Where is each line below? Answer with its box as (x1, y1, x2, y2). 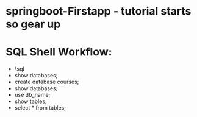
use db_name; (14, 91, 51, 99)
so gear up (5, 17, 61, 31)
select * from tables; (14, 104, 66, 112)
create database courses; (14, 78, 79, 86)
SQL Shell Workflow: (5, 45, 112, 59)
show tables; (14, 97, 47, 105)
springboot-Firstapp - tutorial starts (5, 4, 192, 18)
